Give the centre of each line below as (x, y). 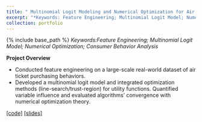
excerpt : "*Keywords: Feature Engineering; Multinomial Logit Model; (95, 17)
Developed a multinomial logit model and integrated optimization (95, 82)
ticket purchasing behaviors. (50, 76)
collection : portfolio (35, 23)
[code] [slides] (24, 113)
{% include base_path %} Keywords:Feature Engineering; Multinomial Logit (99, 40)
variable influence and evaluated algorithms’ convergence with (93, 95)
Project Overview (29, 58)
